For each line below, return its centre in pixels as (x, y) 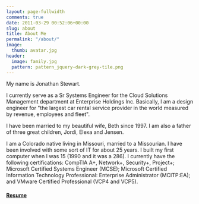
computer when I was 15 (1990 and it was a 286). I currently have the (91, 156)
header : (16, 56)
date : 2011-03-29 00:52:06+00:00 (48, 23)
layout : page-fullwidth (36, 12)
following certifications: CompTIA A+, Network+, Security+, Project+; (91, 163)
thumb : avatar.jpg (34, 51)
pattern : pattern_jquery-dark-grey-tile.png (67, 67)
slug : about (21, 28)
